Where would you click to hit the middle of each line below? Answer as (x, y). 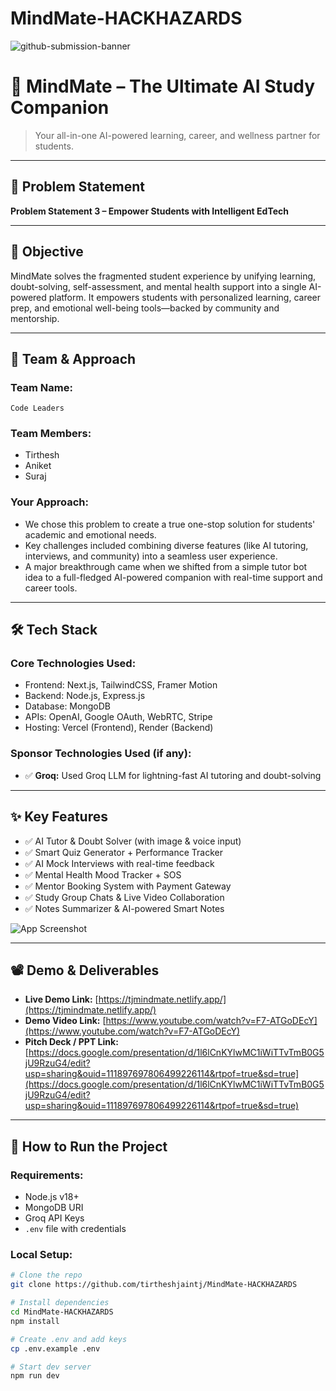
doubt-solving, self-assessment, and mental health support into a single (158, 286)
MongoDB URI (54, 1208)
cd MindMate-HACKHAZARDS (62, 1312)
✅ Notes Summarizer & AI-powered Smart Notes (124, 908)
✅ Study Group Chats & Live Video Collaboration (124, 897)
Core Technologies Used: (73, 664)
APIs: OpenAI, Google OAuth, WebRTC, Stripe (118, 717)
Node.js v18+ (52, 1197)
